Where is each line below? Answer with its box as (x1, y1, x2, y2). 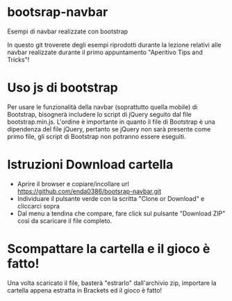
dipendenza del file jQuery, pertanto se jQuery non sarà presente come (7, 124, 211, 133)
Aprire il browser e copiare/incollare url (17, 179, 130, 188)
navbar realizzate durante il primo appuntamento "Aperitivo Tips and (7, 48, 204, 56)
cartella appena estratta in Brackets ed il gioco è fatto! (7, 286, 162, 294)
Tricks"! (7, 55, 30, 63)
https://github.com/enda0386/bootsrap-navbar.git (17, 187, 162, 195)
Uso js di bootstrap (7, 80, 118, 96)
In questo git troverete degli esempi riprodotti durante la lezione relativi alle (7, 40, 222, 49)
